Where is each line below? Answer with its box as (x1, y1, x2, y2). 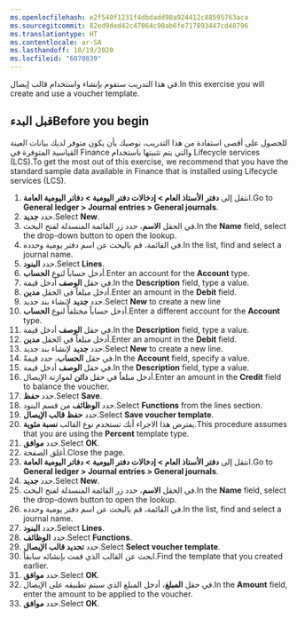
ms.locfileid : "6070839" (10, 54, 102, 63)
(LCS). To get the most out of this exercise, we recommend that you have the (10, 156, 289, 167)
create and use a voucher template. (10, 88, 140, 99)
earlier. (22, 560, 49, 571)
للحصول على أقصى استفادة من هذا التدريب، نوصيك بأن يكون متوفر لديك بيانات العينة (10, 137, 287, 147)
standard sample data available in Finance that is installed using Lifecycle (10, 165, 278, 176)
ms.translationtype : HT (10, 29, 98, 38)
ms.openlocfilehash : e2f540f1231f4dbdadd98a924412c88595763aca (10, 12, 249, 22)
